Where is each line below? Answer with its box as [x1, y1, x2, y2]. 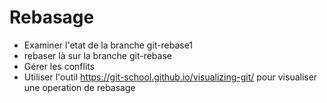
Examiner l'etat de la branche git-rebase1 [23, 39, 194, 51]
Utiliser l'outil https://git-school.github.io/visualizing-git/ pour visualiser [23, 71, 318, 83]
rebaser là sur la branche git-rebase [23, 49, 172, 61]
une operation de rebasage [23, 81, 136, 93]
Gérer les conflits [23, 60, 96, 72]
